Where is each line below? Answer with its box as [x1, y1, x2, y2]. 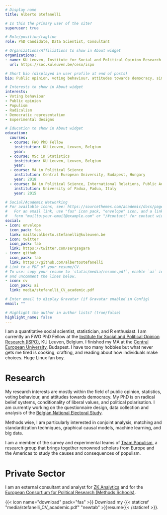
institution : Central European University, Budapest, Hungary [14, 172, 146, 177]
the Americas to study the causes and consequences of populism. [5, 450, 141, 456]
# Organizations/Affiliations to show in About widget [5, 48, 121, 53]
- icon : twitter [5, 237, 39, 242]
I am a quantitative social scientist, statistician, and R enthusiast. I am [5, 328, 147, 334]
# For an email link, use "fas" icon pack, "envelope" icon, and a [5, 209, 153, 214]
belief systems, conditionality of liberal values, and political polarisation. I [5, 399, 155, 406]
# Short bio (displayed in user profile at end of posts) [5, 71, 128, 76]
